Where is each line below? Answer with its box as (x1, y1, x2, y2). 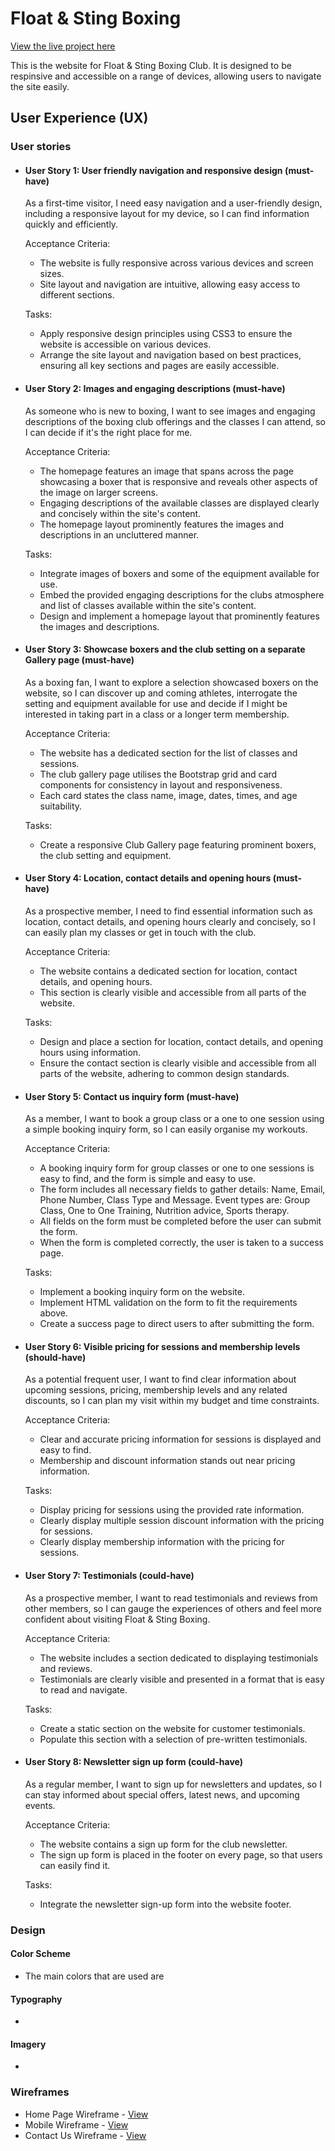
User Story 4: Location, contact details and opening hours (24, 872, 272, 884)
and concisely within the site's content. (39, 507, 202, 519)
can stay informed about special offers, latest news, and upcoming (24, 1788, 300, 1801)
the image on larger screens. (39, 486, 159, 498)
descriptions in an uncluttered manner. (39, 528, 200, 541)
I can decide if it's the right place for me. (24, 426, 193, 438)
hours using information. (39, 1047, 142, 1059)
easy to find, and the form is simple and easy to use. (39, 1173, 257, 1185)
